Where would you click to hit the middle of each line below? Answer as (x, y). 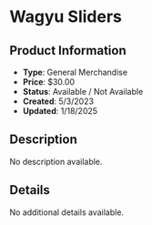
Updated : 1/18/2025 (60, 111)
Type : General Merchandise (75, 72)
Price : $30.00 (49, 82)
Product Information (68, 51)
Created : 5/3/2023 (58, 101)
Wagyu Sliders (66, 17)
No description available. (56, 161)
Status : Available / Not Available (83, 92)
